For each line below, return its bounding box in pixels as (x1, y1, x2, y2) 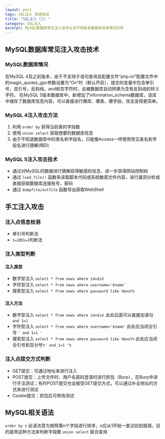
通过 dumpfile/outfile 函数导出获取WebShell (12, 186, 104, 193)
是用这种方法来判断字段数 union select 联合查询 (9, 429, 107, 435)
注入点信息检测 (5, 219, 41, 225)
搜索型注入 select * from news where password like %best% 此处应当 (12, 336, 153, 342)
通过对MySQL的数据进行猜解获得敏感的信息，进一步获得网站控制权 (12, 168, 148, 174)
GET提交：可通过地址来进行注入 (12, 368, 77, 374)
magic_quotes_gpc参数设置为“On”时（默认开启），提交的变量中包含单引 (9, 80, 154, 86)
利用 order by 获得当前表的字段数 (12, 124, 80, 130)
